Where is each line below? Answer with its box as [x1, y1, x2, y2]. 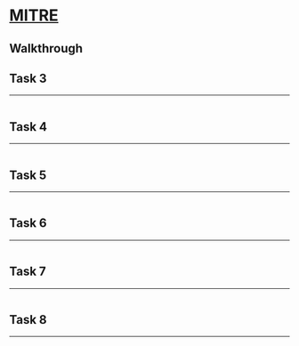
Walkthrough [9, 41, 83, 56]
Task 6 [9, 215, 47, 231]
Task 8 [9, 312, 47, 327]
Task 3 [9, 70, 47, 85]
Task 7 [9, 264, 46, 279]
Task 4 [9, 119, 47, 134]
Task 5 [9, 167, 47, 182]
